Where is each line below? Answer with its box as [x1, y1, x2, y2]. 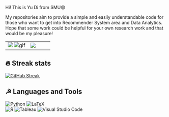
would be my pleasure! [5, 31, 53, 36]
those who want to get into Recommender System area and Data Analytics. [5, 20, 163, 25]
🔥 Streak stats [5, 59, 51, 68]
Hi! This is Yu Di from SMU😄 [5, 5, 66, 10]
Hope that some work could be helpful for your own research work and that [5, 25, 164, 31]
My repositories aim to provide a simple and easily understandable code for [5, 14, 164, 20]
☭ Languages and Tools [5, 87, 82, 96]
